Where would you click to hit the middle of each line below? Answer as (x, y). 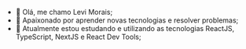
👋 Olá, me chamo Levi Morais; (64, 12)
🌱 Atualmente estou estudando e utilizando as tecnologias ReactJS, (125, 28)
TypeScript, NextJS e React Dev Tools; (78, 37)
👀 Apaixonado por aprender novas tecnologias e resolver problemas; (127, 20)
